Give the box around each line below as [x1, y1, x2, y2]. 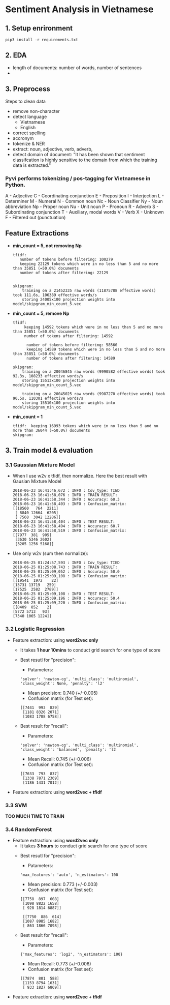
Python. [5, 181, 25, 188]
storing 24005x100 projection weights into [22, 297, 115, 302]
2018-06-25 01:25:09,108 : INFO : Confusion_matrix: [12, 574, 127, 579]
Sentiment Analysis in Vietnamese [5, 4, 154, 15]
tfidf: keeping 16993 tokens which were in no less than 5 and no [12, 423, 158, 428]
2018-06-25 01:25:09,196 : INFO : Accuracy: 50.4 [12, 596, 120, 601]
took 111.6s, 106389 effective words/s [12, 292, 97, 298]
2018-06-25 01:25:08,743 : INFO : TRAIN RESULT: [12, 565, 118, 570]
